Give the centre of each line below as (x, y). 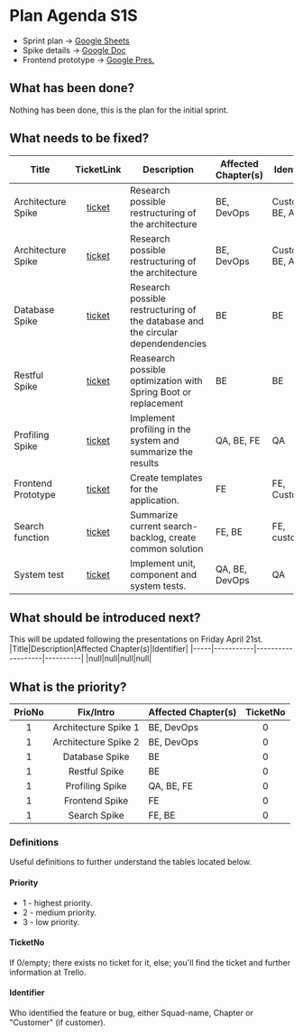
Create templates (166, 477)
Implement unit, (163, 563)
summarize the (162, 452)
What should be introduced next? (105, 617)
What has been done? (72, 88)
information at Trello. (48, 972)
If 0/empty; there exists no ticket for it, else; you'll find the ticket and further (150, 962)
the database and (167, 321)
